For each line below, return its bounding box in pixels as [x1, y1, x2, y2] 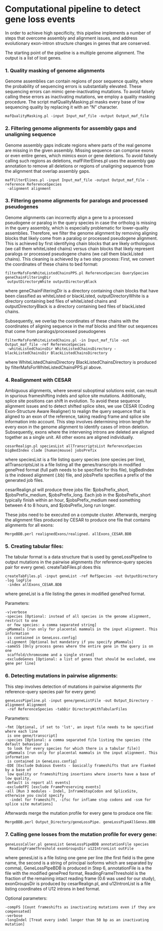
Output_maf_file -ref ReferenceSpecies [5, 342, 86, 347]
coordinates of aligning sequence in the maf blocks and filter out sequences [5, 323, 158, 329]
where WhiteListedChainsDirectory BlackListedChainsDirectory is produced [5, 359, 157, 365]
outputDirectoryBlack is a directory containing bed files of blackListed [5, 303, 145, 309]
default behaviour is [5, 742, 49, 746]
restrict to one [5, 619, 38, 623]
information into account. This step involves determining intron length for [5, 419, 151, 425]
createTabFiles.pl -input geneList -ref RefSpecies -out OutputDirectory [5, 574, 158, 579]
